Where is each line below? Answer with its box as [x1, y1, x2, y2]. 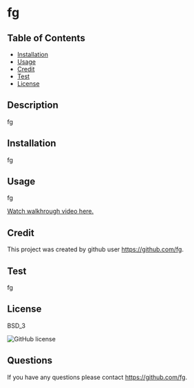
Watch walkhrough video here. [7, 207, 94, 216]
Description [7, 100, 58, 111]
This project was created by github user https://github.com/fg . [7, 245, 184, 253]
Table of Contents [7, 32, 86, 44]
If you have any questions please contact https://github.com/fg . [7, 373, 188, 381]
